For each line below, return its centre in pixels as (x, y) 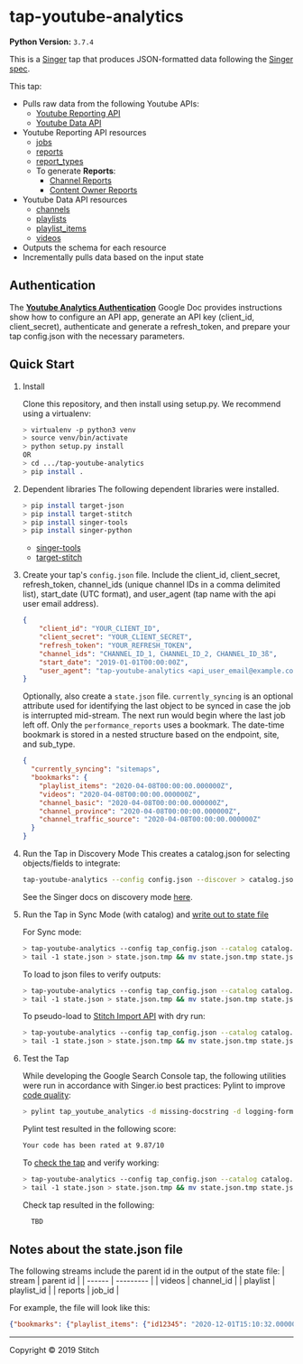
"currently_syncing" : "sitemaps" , (96, 769)
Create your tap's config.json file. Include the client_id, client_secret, (151, 575)
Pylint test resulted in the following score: (99, 1129)
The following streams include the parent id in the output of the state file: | (147, 1271)
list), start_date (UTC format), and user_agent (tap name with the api (149, 594)
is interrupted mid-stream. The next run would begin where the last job (154, 716)
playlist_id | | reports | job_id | (64, 1290)
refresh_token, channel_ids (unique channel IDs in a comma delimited (151, 585)
